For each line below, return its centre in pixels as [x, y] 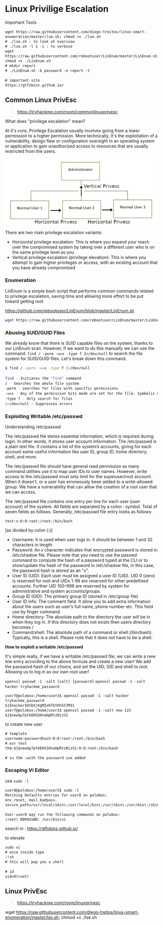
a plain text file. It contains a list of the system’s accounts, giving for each [78, 447]
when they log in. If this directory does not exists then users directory [81, 622]
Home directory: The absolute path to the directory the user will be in [81, 617]
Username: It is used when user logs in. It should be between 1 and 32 [82, 540]
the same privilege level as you [43, 252]
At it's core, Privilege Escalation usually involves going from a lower [73, 130]
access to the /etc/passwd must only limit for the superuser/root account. [78, 477]
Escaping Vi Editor [27, 770]
